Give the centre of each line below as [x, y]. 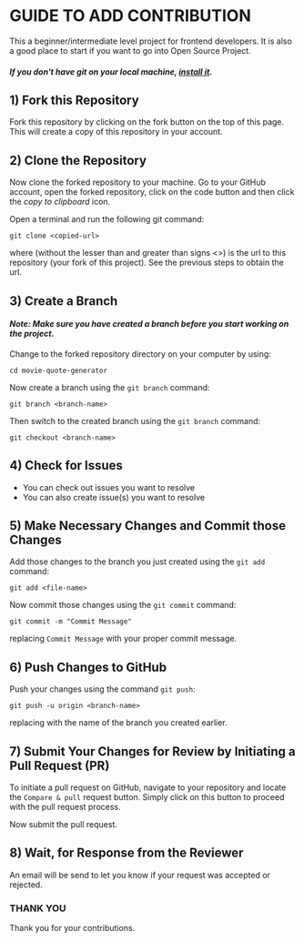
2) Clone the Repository [78, 160]
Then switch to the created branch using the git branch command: [135, 420]
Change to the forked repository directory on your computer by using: [140, 354]
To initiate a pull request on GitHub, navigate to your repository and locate [148, 787]
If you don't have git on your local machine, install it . [111, 71]
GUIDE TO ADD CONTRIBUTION [131, 16]
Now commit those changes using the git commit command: [123, 605]
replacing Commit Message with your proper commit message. [123, 639]
